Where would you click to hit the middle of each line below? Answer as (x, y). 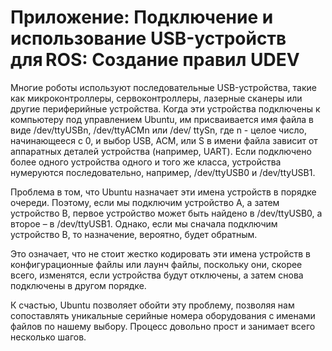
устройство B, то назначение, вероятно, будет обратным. (134, 234)
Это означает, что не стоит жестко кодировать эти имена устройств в (161, 253)
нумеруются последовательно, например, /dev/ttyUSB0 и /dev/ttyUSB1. (163, 172)
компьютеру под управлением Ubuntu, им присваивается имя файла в (162, 119)
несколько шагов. (48, 337)
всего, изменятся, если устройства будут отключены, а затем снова (157, 275)
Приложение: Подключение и (142, 17)
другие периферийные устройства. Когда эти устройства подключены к (165, 108)
